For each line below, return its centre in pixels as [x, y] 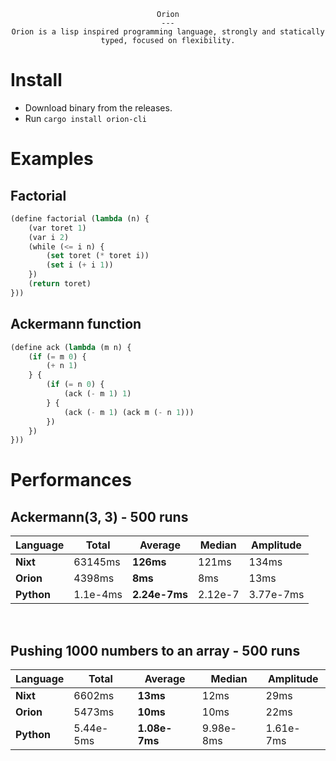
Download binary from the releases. [98, 107]
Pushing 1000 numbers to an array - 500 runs [155, 650]
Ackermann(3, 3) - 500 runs [99, 516]
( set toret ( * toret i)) [98, 256]
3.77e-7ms [276, 595]
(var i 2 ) [49, 237]
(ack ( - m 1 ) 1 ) [97, 394]
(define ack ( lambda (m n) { [71, 347]
